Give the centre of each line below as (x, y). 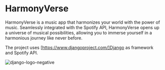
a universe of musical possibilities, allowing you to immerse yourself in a (79, 33)
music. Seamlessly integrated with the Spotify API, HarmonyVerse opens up (82, 27)
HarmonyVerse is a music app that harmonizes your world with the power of (83, 22)
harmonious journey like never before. (44, 38)
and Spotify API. (21, 53)
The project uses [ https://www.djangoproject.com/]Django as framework (79, 47)
